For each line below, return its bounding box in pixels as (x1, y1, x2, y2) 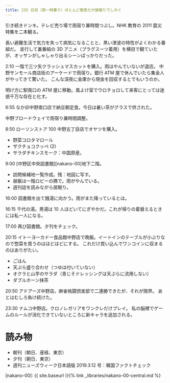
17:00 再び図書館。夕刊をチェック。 (5, 223, 80, 229)
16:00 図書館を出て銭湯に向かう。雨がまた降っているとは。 (5, 195, 130, 201)
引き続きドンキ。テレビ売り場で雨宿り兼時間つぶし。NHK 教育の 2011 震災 (5, 22, 162, 28)
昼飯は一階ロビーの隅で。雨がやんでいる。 (12, 178, 102, 184)
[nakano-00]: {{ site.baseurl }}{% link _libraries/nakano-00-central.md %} (5, 372, 161, 378)
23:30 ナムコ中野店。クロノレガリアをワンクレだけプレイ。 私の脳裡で (5, 305, 154, 311)
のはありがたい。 (5, 247, 41, 253)
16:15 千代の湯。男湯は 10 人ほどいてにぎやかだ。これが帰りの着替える (5, 206, 154, 212)
